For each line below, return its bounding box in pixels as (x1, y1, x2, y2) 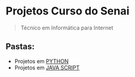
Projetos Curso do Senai (5, 4, 130, 18)
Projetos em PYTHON (14, 57, 69, 64)
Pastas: (5, 42, 35, 52)
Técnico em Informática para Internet (20, 24, 113, 31)
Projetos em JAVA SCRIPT (14, 64, 80, 71)
